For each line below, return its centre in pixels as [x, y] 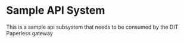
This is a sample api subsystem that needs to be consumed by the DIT [92, 27]
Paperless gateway [30, 33]
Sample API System [56, 10]
